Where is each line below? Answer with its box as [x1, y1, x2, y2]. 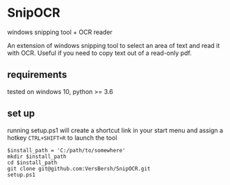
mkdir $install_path [7, 153, 67, 160]
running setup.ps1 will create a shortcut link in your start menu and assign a [7, 126, 224, 134]
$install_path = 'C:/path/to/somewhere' [7, 147, 126, 154]
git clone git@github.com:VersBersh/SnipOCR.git [7, 165, 151, 172]
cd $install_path [7, 159, 58, 166]
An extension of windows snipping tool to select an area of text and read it [7, 41, 220, 49]
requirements [7, 69, 67, 81]
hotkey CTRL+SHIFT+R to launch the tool [7, 134, 117, 142]
